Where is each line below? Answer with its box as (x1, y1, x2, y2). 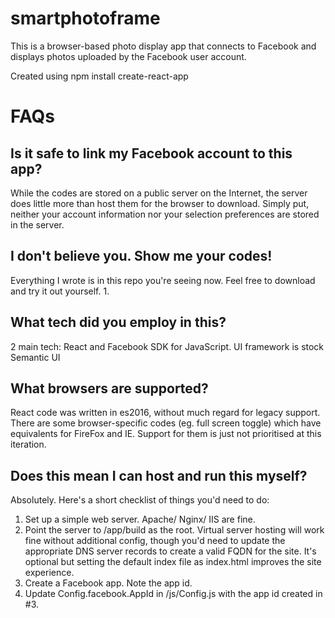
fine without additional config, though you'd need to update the (24, 535, 286, 547)
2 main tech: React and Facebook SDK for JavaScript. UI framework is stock (10, 340, 325, 352)
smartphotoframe (10, 7, 161, 30)
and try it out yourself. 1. (10, 285, 110, 297)
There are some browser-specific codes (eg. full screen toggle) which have (10, 417, 322, 429)
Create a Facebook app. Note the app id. (24, 577, 193, 589)
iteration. (10, 438, 47, 451)
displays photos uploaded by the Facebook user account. (10, 50, 247, 62)
